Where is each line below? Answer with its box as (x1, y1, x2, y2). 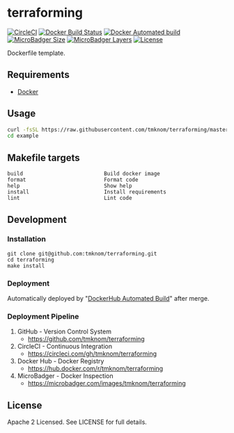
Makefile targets (7, 152, 80, 164)
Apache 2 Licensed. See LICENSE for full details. (7, 418, 148, 426)
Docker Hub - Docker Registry (17, 357, 104, 365)
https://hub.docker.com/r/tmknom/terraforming (27, 364, 164, 373)
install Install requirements (7, 189, 167, 196)
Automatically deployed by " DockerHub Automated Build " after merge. (7, 294, 210, 303)
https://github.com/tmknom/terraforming (27, 335, 145, 343)
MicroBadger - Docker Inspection (17, 372, 114, 380)
